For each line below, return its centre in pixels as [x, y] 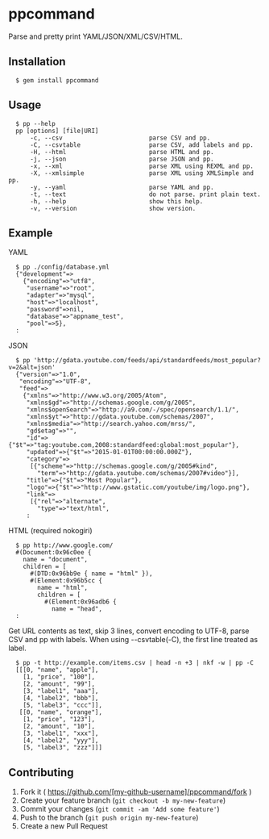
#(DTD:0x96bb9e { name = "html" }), [91, 574]
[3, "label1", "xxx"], [61, 734]
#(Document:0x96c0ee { [54, 553]
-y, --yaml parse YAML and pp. [122, 187]
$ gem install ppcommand [57, 80]
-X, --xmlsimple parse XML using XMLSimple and [141, 173]
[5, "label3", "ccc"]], [63, 705]
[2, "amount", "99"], [59, 684]
